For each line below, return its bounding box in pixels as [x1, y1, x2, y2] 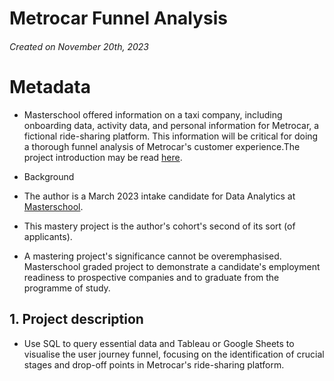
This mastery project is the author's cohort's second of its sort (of [23, 220, 296, 232]
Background [23, 170, 75, 182]
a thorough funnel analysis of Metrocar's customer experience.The [23, 140, 301, 152]
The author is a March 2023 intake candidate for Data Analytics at [23, 190, 296, 202]
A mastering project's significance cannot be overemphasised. [23, 250, 282, 262]
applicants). [23, 230, 73, 242]
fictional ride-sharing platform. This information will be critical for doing [23, 130, 319, 142]
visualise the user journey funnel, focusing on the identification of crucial [23, 348, 325, 360]
